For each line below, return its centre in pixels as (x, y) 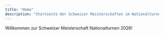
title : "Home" (20, 9)
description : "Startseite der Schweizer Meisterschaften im (68, 14)
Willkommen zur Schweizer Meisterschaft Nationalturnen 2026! (69, 28)
